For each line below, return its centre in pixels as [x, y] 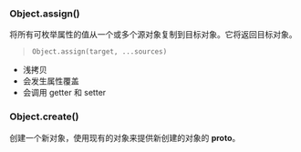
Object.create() [44, 117]
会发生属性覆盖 [51, 81]
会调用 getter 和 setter [64, 93]
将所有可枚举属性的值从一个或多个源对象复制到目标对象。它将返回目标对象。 [153, 35]
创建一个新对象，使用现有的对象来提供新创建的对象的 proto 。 [125, 137]
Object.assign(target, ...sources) [99, 52]
